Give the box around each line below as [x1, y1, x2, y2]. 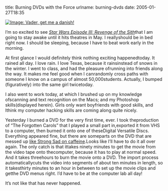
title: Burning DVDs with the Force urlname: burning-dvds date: [5, 5, 135, 10]
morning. [5, 45, 24, 51]
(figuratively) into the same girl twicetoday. [5, 81, 94, 87]
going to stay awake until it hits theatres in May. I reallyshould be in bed [5, 35, 153, 40]
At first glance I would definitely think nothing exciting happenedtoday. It [5, 55, 155, 61]
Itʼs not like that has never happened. [5, 180, 82, 186]
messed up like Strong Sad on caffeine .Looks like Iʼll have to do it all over [5, 138, 156, 144]
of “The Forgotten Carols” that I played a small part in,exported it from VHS [5, 123, 160, 128]
